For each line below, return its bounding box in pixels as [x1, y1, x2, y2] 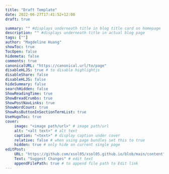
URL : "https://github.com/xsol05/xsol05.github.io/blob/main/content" [14, 151, 165, 157]
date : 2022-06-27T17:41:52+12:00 [5, 12, 75, 17]
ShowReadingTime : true [5, 91, 53, 96]
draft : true [5, 17, 30, 22]
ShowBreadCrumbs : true [5, 96, 53, 101]
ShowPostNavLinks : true [5, 100, 55, 105]
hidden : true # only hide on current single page [14, 142, 121, 147]
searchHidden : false [5, 86, 49, 91]
